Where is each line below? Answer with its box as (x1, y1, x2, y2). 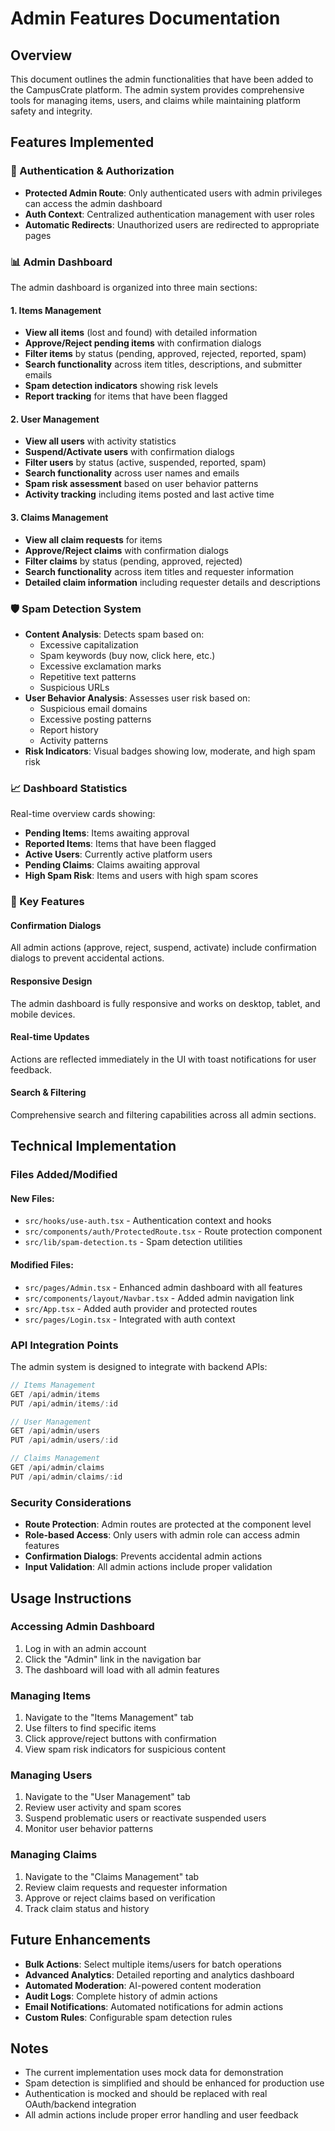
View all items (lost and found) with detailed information (24, 327, 258, 339)
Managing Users (10, 1768, 93, 1782)
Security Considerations (10, 1495, 132, 1509)
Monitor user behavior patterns (24, 1823, 154, 1835)
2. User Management (10, 413, 100, 425)
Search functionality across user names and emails (24, 467, 240, 479)
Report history (39, 723, 99, 736)
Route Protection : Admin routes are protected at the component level (24, 1518, 312, 1531)
